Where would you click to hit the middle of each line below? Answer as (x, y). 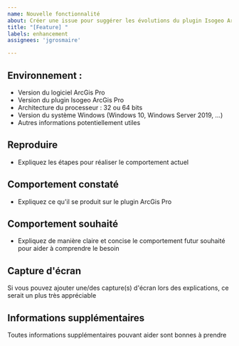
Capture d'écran (44, 271)
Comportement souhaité (63, 223)
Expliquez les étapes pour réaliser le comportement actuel (103, 162)
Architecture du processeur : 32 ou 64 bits (80, 107)
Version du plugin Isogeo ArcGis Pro (71, 99)
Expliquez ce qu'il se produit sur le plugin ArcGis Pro (95, 201)
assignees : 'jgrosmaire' (44, 40)
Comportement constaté (63, 184)
